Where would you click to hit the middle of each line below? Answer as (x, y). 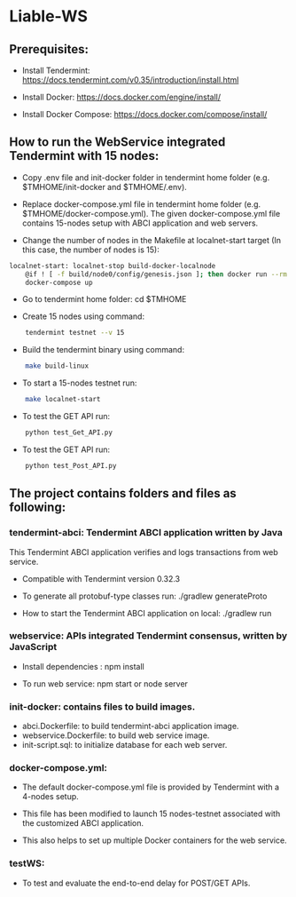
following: (38, 508)
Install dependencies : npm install (83, 666)
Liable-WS (49, 16)
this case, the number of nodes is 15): (90, 250)
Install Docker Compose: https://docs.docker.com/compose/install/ (144, 114)
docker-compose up (59, 282)
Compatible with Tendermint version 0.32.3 (101, 578)
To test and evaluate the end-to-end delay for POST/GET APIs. (136, 883)
